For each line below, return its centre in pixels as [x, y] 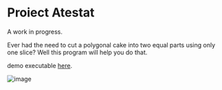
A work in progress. [35, 32]
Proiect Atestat [51, 13]
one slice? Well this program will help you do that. [77, 52]
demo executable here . [40, 65]
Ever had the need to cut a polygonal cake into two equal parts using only [111, 45]
